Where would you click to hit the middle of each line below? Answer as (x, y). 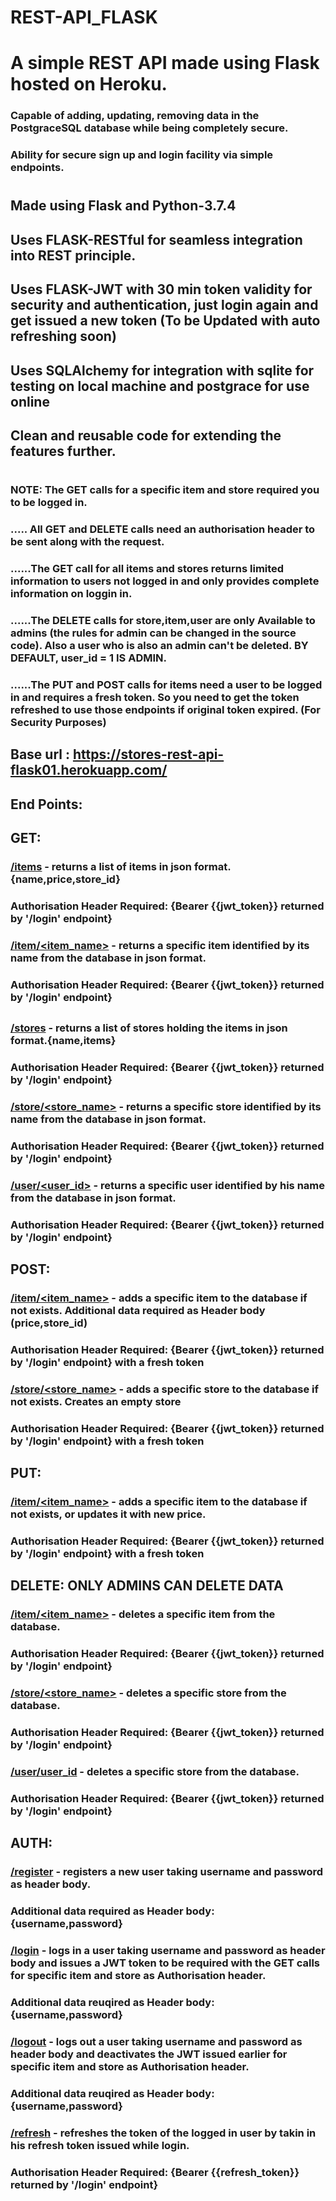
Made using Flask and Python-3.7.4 (123, 206)
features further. (63, 451)
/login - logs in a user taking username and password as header (168, 1951)
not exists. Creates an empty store (96, 1401)
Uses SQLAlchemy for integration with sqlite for (162, 370)
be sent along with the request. (87, 542)
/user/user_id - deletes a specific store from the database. (155, 1772)
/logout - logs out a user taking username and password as (156, 2041)
